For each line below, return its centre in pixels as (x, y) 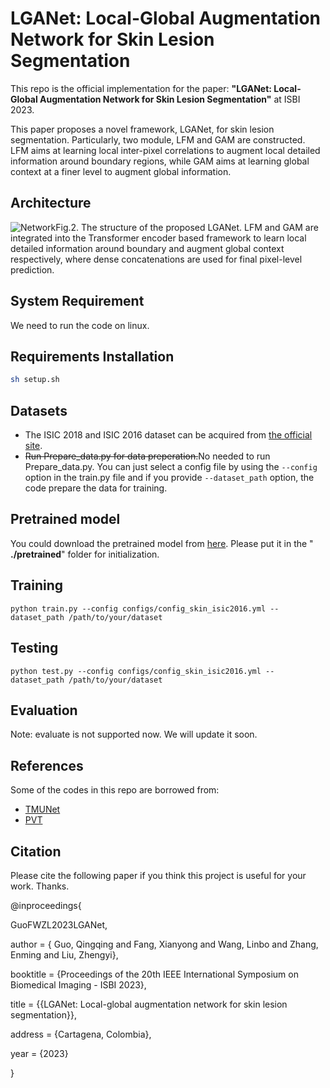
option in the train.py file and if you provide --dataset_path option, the (169, 478)
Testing (34, 648)
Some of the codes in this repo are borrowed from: (115, 790)
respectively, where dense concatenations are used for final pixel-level (156, 259)
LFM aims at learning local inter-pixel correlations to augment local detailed (165, 150)
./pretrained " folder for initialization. (85, 554)
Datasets (39, 410)
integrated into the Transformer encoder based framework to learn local (158, 238)
